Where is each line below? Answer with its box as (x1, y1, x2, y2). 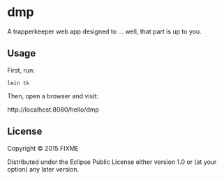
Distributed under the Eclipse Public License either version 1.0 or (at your (7, 158, 217, 166)
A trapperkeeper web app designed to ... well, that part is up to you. (7, 27, 202, 36)
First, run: (7, 66, 35, 74)
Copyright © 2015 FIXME (7, 144, 79, 152)
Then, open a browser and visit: (7, 91, 99, 100)
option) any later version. (7, 165, 79, 173)
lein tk (7, 80, 30, 87)
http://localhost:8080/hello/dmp (7, 105, 100, 114)
